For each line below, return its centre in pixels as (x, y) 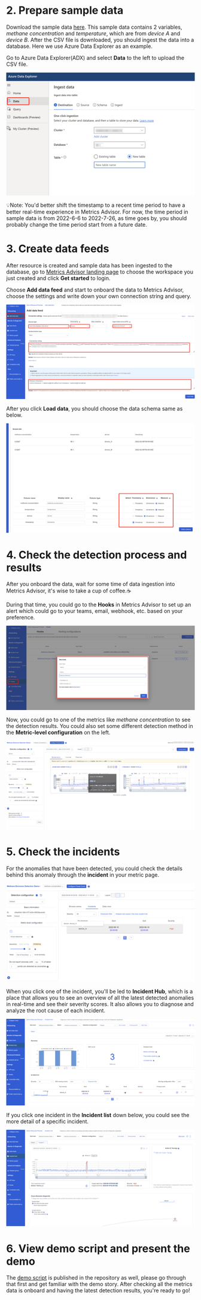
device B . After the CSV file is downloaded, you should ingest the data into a (100, 40)
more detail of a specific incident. (47, 1121)
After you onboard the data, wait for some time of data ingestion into (91, 584)
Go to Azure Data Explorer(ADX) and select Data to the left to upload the (95, 58)
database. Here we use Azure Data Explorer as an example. (79, 46)
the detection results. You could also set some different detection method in (100, 726)
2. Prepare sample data (65, 10)
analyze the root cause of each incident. (56, 1010)
